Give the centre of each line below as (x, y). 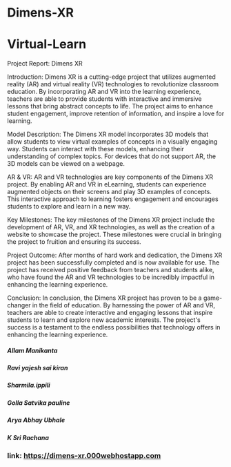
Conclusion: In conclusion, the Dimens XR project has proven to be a (104, 298)
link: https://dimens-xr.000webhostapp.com (84, 455)
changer (19, 305)
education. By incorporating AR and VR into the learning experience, (104, 92)
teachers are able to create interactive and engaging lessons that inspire (110, 313)
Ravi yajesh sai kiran (38, 368)
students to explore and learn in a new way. (69, 207)
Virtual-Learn (47, 45)
